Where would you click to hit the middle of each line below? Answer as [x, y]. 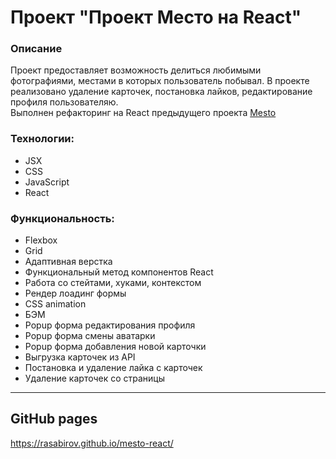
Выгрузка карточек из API [80, 357]
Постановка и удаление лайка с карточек [113, 368]
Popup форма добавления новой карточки [115, 347]
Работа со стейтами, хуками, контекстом [113, 283]
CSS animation [55, 304]
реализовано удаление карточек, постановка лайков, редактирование [161, 92]
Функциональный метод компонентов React [119, 272]
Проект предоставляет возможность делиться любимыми [136, 70]
